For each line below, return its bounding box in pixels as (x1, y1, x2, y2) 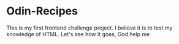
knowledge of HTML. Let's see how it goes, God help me (6, 30, 150, 37)
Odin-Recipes (6, 4, 78, 18)
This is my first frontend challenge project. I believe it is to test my (6, 24, 173, 31)
